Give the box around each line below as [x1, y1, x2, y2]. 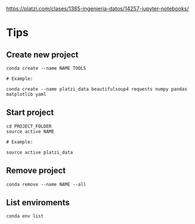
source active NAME [6, 128, 55, 135]
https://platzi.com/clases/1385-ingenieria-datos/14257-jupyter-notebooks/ [6, 5, 189, 12]
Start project [6, 107, 54, 118]
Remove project [6, 166, 66, 176]
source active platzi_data [6, 149, 73, 155]
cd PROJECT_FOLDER [6, 123, 52, 129]
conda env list [6, 213, 44, 219]
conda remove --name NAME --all [6, 181, 86, 187]
